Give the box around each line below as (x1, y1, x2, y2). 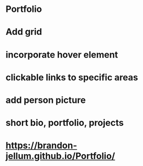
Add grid (5, 26, 42, 38)
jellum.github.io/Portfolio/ (5, 151, 116, 162)
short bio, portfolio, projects (5, 117, 124, 129)
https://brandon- (5, 140, 77, 151)
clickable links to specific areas (5, 72, 139, 83)
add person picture (5, 94, 86, 105)
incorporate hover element (5, 49, 118, 60)
